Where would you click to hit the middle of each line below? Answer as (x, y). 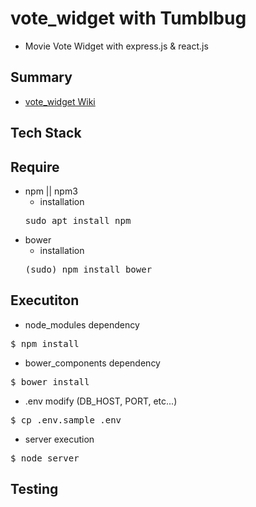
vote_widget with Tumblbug (128, 18)
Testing (34, 489)
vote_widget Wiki (60, 101)
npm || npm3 (51, 191)
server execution (59, 439)
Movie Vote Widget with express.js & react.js (116, 46)
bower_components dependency (92, 363)
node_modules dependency (82, 324)
